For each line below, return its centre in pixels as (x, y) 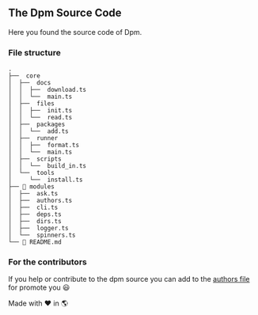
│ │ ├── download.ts (47, 90)
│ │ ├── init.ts (40, 111)
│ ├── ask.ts (33, 194)
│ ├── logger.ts (38, 229)
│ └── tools (32, 173)
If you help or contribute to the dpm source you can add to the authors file (129, 279)
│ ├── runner (33, 139)
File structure (34, 52)
